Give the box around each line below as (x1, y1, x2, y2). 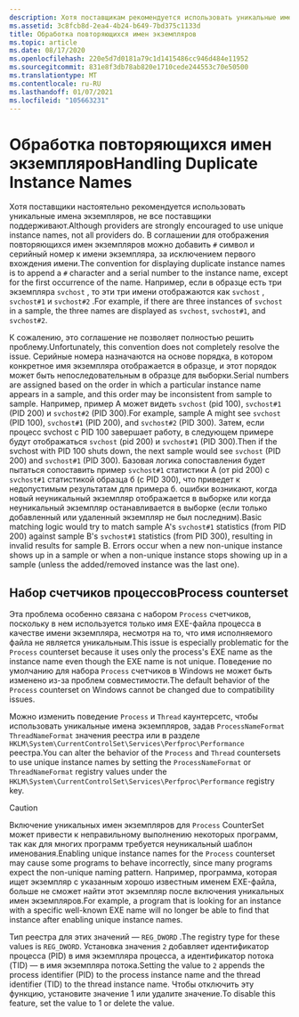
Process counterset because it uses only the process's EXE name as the (9, 647, 273, 657)
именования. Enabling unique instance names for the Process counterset (9, 848, 276, 859)
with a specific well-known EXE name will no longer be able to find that (9, 905, 270, 915)
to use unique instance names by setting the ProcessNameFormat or (9, 757, 252, 768)
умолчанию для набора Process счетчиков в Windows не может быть (9, 665, 273, 677)
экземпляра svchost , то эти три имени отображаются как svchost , (9, 287, 265, 297)
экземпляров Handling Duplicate (9, 153, 258, 174)
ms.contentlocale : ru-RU (9, 79, 101, 88)
